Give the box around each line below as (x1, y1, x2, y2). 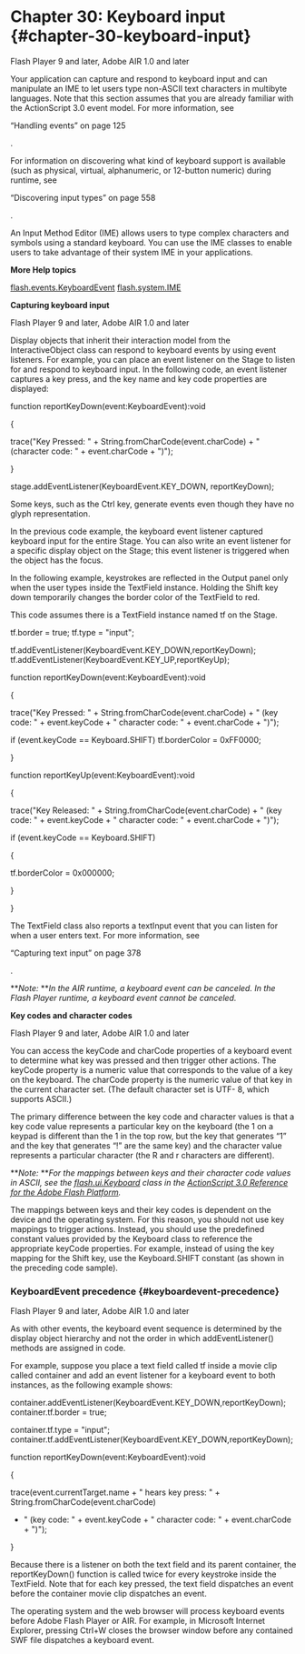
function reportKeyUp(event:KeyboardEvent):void (10, 769, 195, 780)
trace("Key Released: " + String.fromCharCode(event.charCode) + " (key (10, 805, 282, 816)
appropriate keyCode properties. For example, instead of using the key (10, 1243, 275, 1254)
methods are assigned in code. (10, 1343, 126, 1354)
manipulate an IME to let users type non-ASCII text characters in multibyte (10, 83, 288, 94)
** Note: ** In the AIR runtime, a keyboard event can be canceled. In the (10, 982, 276, 993)
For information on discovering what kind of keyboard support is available (10, 155, 286, 165)
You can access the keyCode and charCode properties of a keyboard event (10, 1045, 292, 1056)
